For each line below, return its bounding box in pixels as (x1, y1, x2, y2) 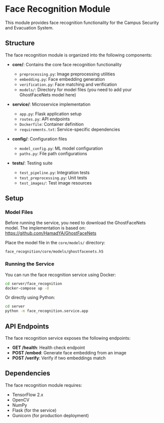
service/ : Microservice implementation (12, 101, 91, 107)
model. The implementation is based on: (5, 225, 86, 231)
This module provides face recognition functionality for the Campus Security (5, 20, 159, 25)
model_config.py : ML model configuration (19, 145, 103, 151)
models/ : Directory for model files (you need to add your (19, 87, 132, 93)
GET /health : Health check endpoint (12, 345, 85, 351)
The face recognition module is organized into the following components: (5, 52, 152, 58)
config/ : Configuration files (12, 136, 67, 141)
